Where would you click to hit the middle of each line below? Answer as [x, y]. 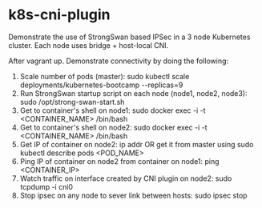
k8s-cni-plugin [59, 15]
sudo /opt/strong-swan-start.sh [72, 102]
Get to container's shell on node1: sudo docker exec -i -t [113, 110]
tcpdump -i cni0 [46, 186]
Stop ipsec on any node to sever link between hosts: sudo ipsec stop [133, 195]
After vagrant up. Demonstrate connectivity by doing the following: [119, 61]
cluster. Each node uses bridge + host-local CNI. [89, 45]
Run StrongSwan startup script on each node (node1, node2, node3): [133, 93]
